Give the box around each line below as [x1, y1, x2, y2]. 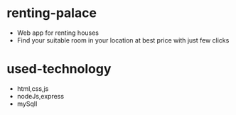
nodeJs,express [16, 92, 65, 100]
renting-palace [6, 5, 97, 21]
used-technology [6, 61, 112, 77]
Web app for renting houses [16, 28, 99, 37]
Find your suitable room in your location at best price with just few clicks [16, 35, 230, 44]
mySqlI [16, 99, 38, 108]
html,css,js [16, 84, 49, 93]
